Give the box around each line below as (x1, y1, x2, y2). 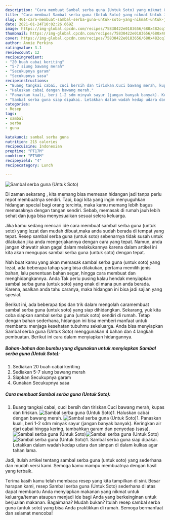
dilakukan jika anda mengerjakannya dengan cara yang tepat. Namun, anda (5, 238, 163, 245)
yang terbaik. (5, 468, 33, 474)
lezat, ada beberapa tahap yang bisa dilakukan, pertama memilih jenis (5, 264, 151, 270)
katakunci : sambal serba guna (5, 134, 69, 140)
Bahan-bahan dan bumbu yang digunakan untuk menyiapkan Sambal (5, 345, 156, 352)
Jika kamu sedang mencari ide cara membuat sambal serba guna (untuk (5, 222, 156, 228)
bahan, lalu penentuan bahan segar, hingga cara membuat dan (5, 270, 136, 276)
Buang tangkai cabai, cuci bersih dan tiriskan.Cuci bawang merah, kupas (12, 404, 164, 410)
